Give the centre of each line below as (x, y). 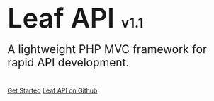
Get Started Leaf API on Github (52, 90)
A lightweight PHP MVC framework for (107, 49)
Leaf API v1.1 (75, 18)
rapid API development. (68, 63)
